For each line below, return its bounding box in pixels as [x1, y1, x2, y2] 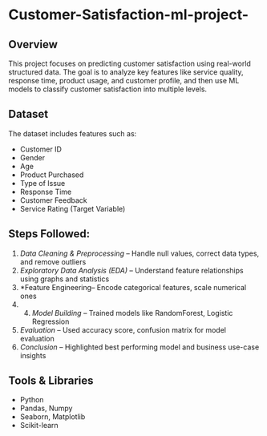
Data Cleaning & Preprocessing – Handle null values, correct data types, [19, 248, 259, 258]
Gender [19, 152, 46, 162]
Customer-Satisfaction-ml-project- [8, 6, 249, 24]
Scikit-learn [19, 421, 59, 430]
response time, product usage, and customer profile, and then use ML [8, 76, 240, 85]
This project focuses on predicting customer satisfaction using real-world [8, 59, 251, 68]
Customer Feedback [19, 195, 88, 205]
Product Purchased [19, 170, 84, 180]
